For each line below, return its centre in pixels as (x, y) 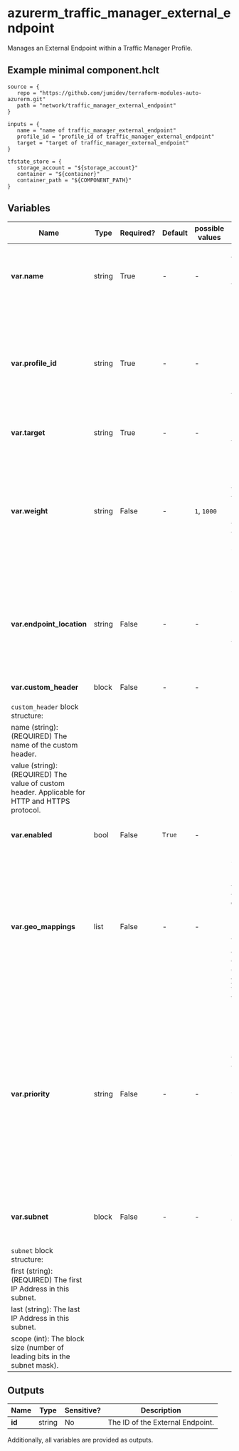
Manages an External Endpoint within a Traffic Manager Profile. (100, 48)
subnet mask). (35, 1365)
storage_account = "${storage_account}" (78, 168)
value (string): (34, 765)
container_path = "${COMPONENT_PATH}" (74, 180)
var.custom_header (45, 687)
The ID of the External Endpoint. (161, 1423)
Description (161, 1410)
